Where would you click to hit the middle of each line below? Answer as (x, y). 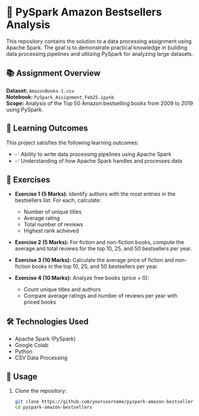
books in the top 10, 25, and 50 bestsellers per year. (95, 266)
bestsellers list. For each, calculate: (58, 200)
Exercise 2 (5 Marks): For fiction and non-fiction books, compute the (99, 242)
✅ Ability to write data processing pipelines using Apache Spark (93, 154)
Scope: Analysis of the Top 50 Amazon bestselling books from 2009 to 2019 (99, 103)
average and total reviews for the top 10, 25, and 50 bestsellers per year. (103, 248)
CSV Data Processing (41, 358)
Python (23, 352)
